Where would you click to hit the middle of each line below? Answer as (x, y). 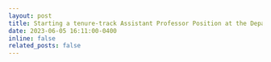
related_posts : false (45, 46)
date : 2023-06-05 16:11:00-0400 (63, 31)
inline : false (32, 38)
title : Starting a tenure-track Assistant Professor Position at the (128, 23)
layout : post (30, 16)
